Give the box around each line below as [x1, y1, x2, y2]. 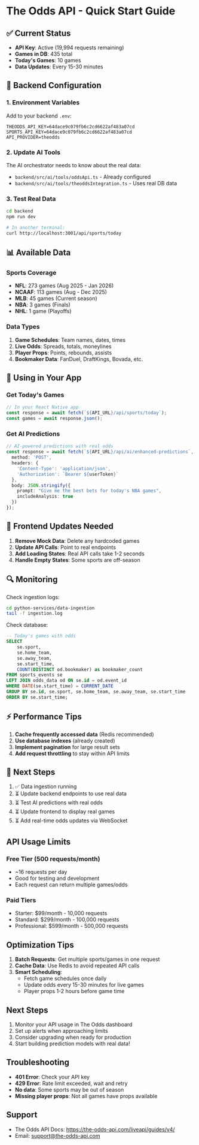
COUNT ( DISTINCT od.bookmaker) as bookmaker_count [17, 666, 143, 672]
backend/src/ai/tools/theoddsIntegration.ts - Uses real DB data [14, 179, 177, 187]
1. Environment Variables [6, 98, 80, 107]
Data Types [6, 323, 40, 331]
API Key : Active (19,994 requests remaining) [14, 44, 124, 51]
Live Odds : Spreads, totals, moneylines [14, 342, 112, 350]
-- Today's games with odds [6, 633, 76, 639]
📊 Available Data [6, 248, 71, 258]
